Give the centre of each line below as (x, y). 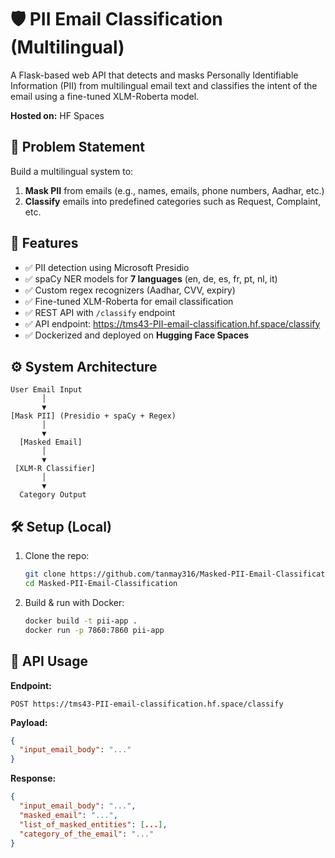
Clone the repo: (57, 556)
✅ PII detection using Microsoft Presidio (107, 267)
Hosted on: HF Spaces (57, 115)
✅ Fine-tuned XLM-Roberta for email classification (129, 301)
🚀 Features (44, 243)
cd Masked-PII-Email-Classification (101, 584)
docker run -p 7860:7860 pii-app (94, 630)
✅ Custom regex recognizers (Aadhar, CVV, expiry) (130, 290)
